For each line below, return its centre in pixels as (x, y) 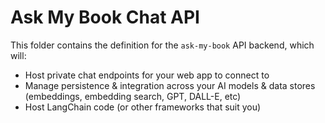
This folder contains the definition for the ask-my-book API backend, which (162, 45)
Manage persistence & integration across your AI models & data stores (170, 85)
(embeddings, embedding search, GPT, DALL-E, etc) (133, 96)
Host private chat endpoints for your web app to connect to (147, 75)
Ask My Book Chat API (105, 17)
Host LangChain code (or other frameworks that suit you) (143, 107)
